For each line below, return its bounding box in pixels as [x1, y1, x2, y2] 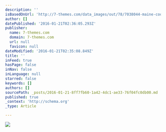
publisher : [5, 26, 28, 31]
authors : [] [5, 85, 30, 90]
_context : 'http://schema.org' [5, 99, 70, 104]
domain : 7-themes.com [9, 35, 54, 40]
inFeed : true [5, 58, 32, 63]
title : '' [5, 53, 26, 58]
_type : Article [5, 104, 37, 109]
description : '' [5, 7, 39, 12]
